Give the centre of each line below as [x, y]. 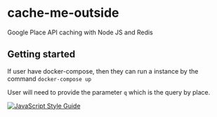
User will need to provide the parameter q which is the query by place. [109, 92]
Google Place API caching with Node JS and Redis [80, 32]
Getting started [41, 54]
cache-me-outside [63, 13]
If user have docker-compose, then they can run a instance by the [103, 71]
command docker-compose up [50, 78]
